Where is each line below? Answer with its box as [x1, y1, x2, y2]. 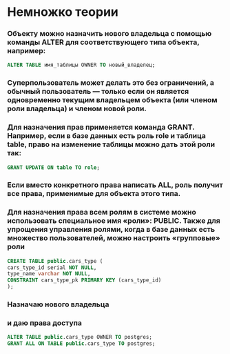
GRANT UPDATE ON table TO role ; [7, 164, 100, 171]
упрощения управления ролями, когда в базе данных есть [7, 225, 216, 235]
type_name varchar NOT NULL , [7, 271, 91, 277]
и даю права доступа [7, 318, 83, 328]
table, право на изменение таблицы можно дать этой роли [7, 139, 216, 149]
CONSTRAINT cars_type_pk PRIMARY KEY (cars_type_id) [7, 277, 162, 284]
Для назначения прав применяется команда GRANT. [7, 122, 195, 132]
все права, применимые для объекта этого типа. [7, 189, 181, 199]
